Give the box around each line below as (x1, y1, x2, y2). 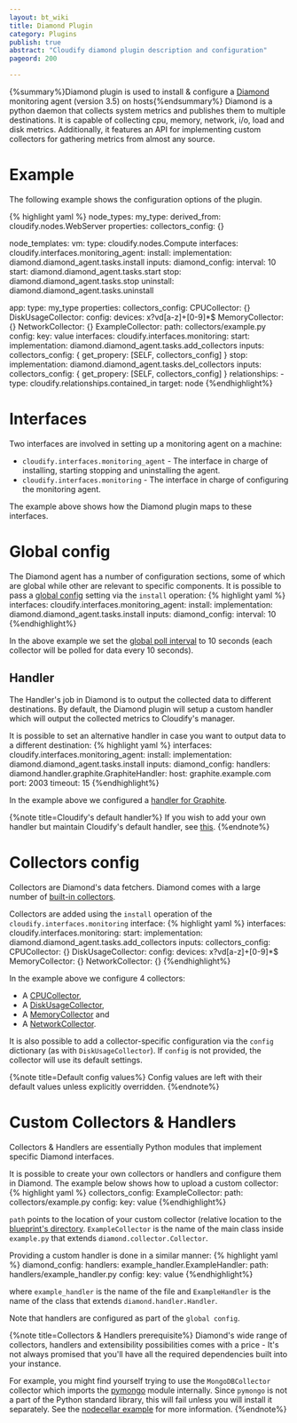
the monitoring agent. (21, 483, 101, 494)
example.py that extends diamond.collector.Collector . (9, 1232, 208, 1244)
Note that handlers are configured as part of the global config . (9, 1312, 241, 1324)
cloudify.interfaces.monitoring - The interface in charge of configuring (21, 474, 289, 485)
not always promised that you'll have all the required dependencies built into (9, 1348, 288, 1359)
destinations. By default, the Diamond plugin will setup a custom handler (9, 704, 274, 714)
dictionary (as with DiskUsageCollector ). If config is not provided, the (9, 1045, 262, 1055)
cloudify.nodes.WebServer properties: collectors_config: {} (9, 220, 224, 231)
